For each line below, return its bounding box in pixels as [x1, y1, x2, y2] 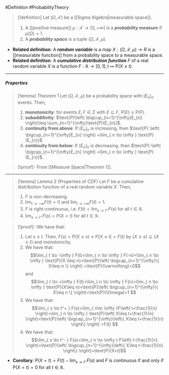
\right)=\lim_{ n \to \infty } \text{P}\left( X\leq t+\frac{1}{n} [35, 310, 154, 317]
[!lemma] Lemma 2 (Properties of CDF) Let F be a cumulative [17, 178, 144, 184]
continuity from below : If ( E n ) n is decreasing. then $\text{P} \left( [25, 142, 161, 150]
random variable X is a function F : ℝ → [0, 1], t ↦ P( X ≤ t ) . [12, 63, 133, 69]
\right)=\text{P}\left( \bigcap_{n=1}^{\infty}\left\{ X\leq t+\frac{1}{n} [25, 316, 164, 322]
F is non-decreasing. [25, 194, 68, 200]
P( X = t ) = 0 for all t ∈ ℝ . [12, 364, 65, 370]
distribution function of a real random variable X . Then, [17, 184, 132, 190]
